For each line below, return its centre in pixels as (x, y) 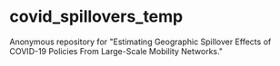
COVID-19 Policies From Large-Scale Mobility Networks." (116, 51)
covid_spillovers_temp (96, 17)
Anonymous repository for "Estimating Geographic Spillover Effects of (140, 42)
